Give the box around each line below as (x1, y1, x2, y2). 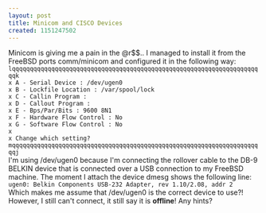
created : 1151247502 (8, 26, 77, 34)
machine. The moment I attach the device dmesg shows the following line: (8, 172, 252, 182)
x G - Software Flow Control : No (8, 121, 123, 129)
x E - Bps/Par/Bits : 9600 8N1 (8, 106, 112, 115)
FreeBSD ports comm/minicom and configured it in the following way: (8, 56, 237, 66)
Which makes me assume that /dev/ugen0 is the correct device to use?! (8, 188, 244, 197)
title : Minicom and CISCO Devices (8, 19, 123, 27)
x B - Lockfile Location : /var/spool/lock (8, 86, 155, 94)
